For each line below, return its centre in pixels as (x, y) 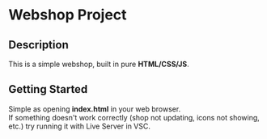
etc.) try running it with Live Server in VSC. (80, 126)
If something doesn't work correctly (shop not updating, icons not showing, (134, 117)
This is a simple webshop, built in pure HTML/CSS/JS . (99, 64)
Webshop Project (68, 15)
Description (38, 45)
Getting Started (48, 89)
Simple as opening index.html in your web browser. (95, 109)
